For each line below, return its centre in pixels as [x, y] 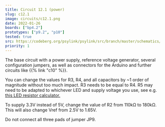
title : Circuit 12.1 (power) [35, 10]
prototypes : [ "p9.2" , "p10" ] [35, 32]
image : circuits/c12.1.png [33, 19]
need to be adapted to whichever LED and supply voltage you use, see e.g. [81, 90]
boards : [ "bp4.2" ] [24, 28]
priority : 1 [17, 46]
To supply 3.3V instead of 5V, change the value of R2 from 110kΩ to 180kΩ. [81, 105]
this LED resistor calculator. [33, 95]
